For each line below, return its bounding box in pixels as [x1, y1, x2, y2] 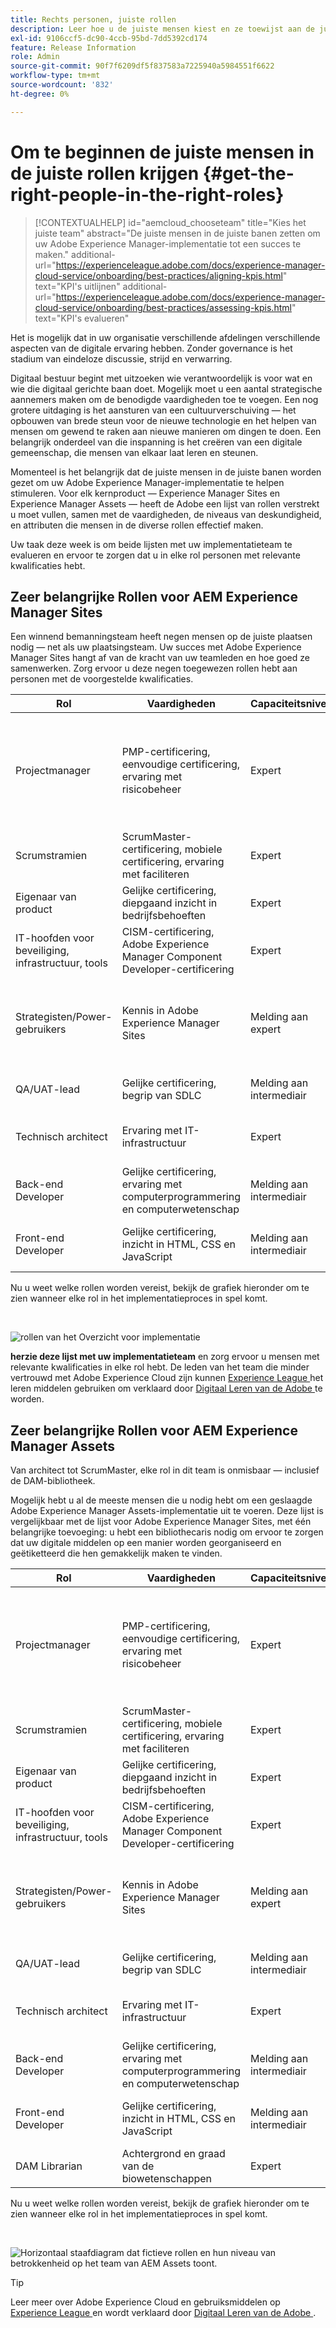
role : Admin [10, 52, 60, 62]
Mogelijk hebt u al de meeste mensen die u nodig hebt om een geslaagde [10, 1494, 313, 1506]
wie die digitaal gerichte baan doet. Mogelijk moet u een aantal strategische [10, 382, 323, 395]
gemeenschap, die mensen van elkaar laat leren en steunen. [10, 446, 259, 458]
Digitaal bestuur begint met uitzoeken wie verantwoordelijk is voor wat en [10, 372, 313, 384]
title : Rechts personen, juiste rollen [10, 14, 177, 25]
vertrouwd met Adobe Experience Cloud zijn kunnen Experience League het [10, 1372, 324, 1384]
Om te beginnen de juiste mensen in [10, 141, 315, 163]
